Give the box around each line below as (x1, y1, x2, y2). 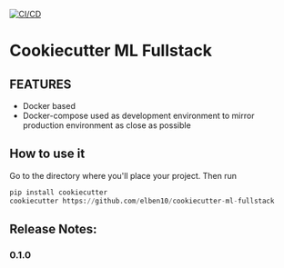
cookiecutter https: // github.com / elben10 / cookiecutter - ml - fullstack (9, 196, 275, 205)
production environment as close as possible (22, 120, 191, 131)
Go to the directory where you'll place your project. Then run (9, 170, 238, 181)
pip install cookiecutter (9, 187, 107, 197)
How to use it (9, 146, 86, 162)
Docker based (22, 101, 76, 111)
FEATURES (9, 76, 72, 92)
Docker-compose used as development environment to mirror (22, 110, 255, 121)
